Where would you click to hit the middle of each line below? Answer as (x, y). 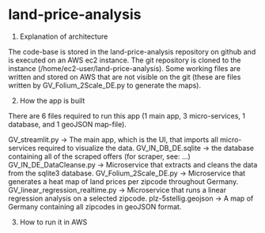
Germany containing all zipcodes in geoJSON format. (95, 206)
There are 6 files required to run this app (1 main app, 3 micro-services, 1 (127, 115)
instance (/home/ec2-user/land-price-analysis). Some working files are (125, 68)
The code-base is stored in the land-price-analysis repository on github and (132, 51)
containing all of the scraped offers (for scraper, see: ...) (100, 156)
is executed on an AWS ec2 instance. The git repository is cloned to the (125, 60)
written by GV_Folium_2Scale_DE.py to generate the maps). (105, 85)
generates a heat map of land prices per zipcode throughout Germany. (123, 181)
